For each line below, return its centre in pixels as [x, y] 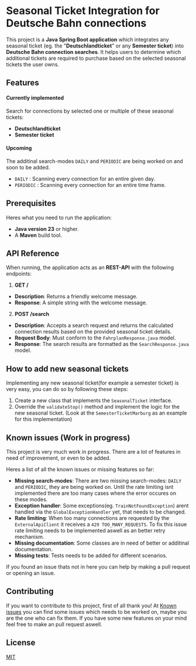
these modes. [31, 499]
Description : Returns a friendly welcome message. [76, 297]
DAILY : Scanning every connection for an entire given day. [85, 179]
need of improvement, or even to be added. [59, 458]
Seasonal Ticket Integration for [83, 11]
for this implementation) [43, 419]
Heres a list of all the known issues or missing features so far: [80, 469]
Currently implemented [35, 97]
